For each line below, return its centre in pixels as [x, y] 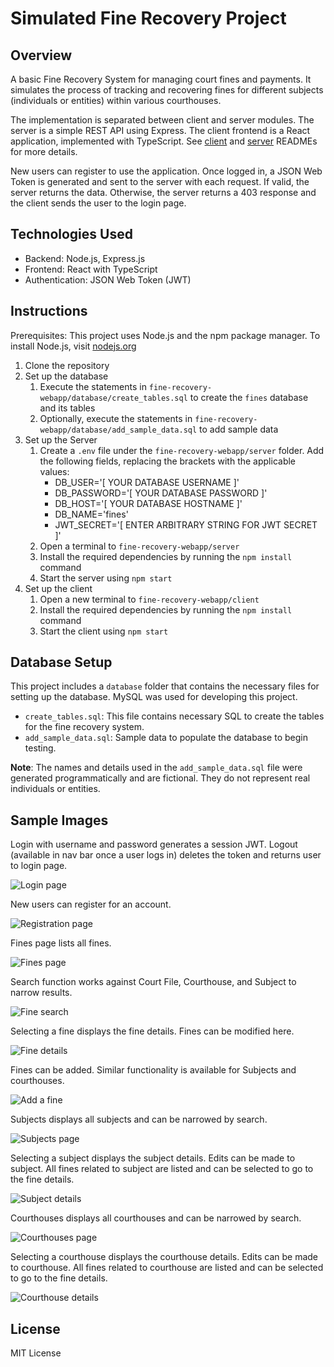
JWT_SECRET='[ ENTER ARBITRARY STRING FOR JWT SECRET [186, 524]
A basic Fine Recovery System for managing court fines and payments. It [161, 79]
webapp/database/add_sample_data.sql [118, 430]
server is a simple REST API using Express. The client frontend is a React [160, 130]
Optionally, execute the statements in [116, 418]
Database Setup [61, 662]
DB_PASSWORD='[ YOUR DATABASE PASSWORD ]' [161, 493]
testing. [40, 748]
